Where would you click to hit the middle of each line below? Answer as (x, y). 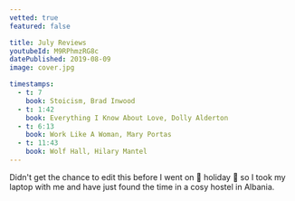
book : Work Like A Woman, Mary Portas (99, 135)
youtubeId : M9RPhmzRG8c (54, 51)
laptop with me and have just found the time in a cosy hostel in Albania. (142, 187)
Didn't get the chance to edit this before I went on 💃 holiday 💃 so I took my (148, 177)
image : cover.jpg (42, 68)
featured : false (40, 26)
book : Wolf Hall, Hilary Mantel (86, 152)
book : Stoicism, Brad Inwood (81, 100)
